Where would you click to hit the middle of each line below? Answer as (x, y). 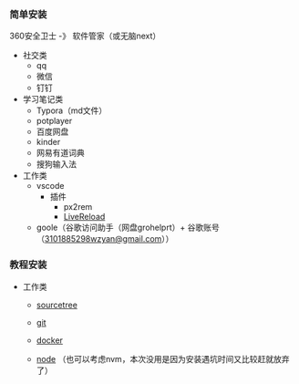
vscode (50, 186)
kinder (48, 142)
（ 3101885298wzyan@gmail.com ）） (105, 239)
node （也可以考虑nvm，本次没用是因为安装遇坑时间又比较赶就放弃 (163, 358)
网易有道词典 (60, 153)
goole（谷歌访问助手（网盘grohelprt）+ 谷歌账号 (128, 228)
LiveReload (84, 217)
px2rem (78, 207)
